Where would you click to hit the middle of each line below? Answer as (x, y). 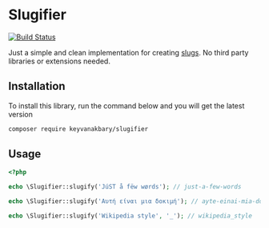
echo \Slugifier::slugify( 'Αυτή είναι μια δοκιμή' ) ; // (103, 202)
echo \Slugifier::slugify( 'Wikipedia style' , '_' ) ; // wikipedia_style (130, 216)
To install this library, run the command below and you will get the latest (126, 105)
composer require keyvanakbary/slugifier (78, 129)
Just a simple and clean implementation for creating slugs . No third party (128, 52)
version (21, 114)
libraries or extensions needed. (59, 61)
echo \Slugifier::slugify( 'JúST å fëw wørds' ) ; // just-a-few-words (125, 187)
